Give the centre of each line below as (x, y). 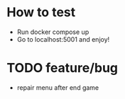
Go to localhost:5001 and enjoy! (63, 39)
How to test (41, 12)
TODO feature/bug (62, 68)
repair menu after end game (58, 87)
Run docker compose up (53, 32)
